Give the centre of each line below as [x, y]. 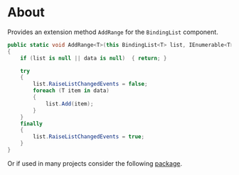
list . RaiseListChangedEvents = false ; [90, 84]
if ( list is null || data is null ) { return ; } [94, 58]
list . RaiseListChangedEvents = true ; [89, 137]
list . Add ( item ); [69, 103]
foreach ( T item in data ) [71, 91]
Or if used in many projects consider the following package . [95, 163]
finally [31, 124]
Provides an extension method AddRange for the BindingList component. [113, 32]
